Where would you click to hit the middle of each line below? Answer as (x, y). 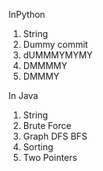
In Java (23, 95)
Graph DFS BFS (55, 136)
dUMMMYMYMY (57, 55)
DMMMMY (45, 65)
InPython (27, 14)
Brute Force (47, 125)
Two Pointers (50, 157)
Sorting (38, 147)
